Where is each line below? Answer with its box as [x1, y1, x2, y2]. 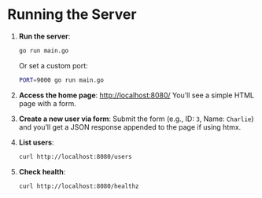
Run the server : [18, 31, 71, 41]
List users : [18, 137, 54, 147]
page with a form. [18, 98, 76, 108]
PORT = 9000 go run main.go [18, 76, 104, 84]
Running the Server [7, 5, 137, 24]
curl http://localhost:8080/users [18, 152, 132, 160]
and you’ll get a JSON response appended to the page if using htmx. [18, 122, 242, 131]
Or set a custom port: [18, 60, 88, 70]
